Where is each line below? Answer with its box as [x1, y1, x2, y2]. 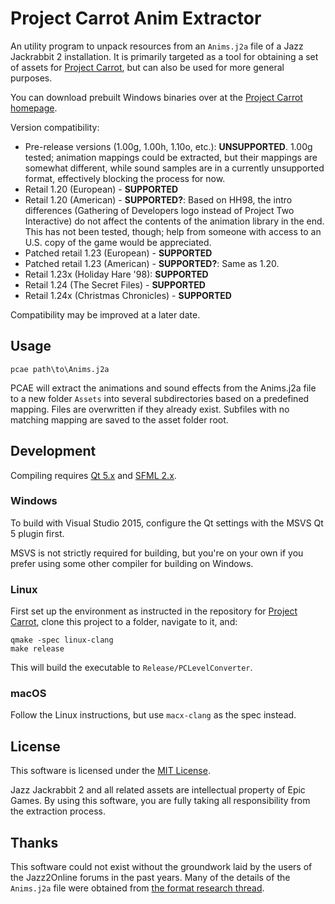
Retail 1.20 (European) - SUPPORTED [24, 183, 179, 195]
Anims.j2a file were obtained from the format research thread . [10, 882, 265, 894]
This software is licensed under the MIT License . [10, 765, 211, 777]
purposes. [10, 72, 53, 84]
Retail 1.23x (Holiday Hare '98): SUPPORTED [24, 268, 209, 280]
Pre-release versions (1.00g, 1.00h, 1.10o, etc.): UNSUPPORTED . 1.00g [24, 140, 313, 152]
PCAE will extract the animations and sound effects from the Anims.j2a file [10, 382, 317, 394]
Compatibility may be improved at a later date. [10, 308, 201, 321]
